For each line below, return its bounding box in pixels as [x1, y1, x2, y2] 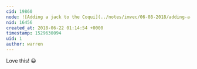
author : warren [6, 42, 43, 47]
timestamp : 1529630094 [6, 30, 62, 36]
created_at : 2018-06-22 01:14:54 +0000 [6, 25, 104, 31]
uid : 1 [6, 36, 22, 42]
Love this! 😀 [6, 57, 36, 64]
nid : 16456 [6, 19, 33, 25]
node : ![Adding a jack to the [6, 14, 80, 20]
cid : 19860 [6, 8, 33, 15]
